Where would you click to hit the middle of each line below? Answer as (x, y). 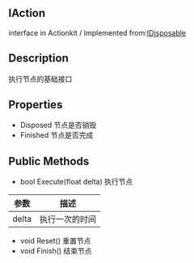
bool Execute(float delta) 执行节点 (76, 182)
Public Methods (49, 161)
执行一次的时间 (68, 219)
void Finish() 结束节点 (56, 251)
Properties (36, 105)
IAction (27, 13)
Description (38, 59)
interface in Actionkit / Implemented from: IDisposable (97, 32)
